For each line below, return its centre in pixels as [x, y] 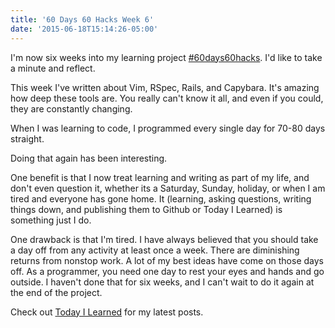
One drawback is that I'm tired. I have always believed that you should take [164, 239]
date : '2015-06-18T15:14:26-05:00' [84, 29]
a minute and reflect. [53, 68]
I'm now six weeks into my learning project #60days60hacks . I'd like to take [166, 57]
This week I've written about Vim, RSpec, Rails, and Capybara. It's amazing [165, 87]
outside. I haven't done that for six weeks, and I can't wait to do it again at [162, 282]
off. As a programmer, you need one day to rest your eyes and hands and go [167, 271]
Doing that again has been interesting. [89, 158]
